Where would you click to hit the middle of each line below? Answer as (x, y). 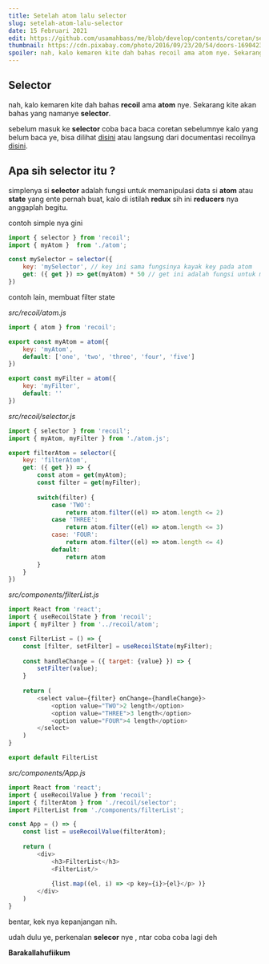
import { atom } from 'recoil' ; (62, 327)
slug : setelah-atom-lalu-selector (66, 23)
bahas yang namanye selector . (60, 113)
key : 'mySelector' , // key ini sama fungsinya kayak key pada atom (137, 267)
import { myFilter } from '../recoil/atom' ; (84, 624)
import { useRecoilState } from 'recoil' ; (80, 617)
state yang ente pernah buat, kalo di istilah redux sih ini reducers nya (123, 199)
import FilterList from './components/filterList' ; (96, 810)
